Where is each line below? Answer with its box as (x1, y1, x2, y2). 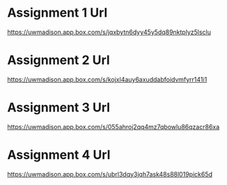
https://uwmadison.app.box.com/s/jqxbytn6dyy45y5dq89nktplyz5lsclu (7, 28, 211, 36)
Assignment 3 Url (7, 99, 110, 115)
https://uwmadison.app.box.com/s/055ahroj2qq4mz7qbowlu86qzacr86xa (7, 122, 220, 131)
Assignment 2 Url (7, 52, 110, 68)
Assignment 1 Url (7, 5, 108, 21)
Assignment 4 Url (7, 147, 111, 163)
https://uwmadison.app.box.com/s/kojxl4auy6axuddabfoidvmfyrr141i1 (7, 75, 208, 83)
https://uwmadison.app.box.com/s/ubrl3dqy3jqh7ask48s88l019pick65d (7, 170, 213, 178)
